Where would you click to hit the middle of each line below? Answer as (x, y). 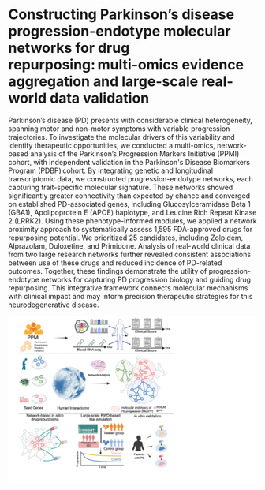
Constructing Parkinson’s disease (121, 15)
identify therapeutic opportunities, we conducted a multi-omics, (112, 145)
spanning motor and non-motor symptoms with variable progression (119, 129)
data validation (100, 98)
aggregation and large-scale (103, 82)
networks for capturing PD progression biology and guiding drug (146, 279)
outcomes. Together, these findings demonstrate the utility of (108, 271)
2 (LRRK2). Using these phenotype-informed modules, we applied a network (132, 221)
